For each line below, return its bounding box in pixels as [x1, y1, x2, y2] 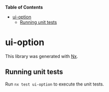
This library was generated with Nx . [5, 53, 78, 59]
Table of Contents [5, 4, 43, 10]
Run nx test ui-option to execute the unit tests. [5, 81, 105, 87]
